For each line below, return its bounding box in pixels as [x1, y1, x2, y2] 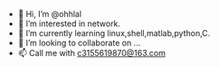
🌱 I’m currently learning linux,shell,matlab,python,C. [17, 28, 211, 38]
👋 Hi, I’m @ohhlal [17, 9, 82, 19]
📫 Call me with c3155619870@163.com [17, 48, 166, 58]
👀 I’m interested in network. [17, 18, 120, 29]
